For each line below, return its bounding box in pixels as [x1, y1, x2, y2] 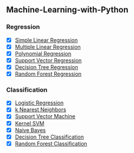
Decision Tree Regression [14, 63, 78, 71]
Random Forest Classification [14, 140, 88, 147]
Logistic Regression [14, 99, 64, 107]
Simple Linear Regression [14, 36, 78, 44]
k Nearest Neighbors [14, 106, 66, 113]
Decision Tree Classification [14, 133, 84, 140]
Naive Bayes [14, 126, 46, 134]
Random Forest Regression [14, 70, 82, 77]
